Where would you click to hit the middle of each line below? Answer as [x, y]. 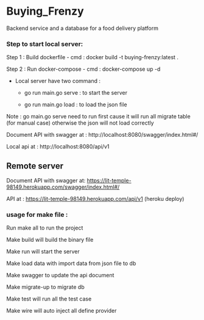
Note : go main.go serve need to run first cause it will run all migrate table [98, 117]
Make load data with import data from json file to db [71, 263]
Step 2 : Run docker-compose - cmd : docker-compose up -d [83, 69]
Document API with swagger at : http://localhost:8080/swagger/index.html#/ [102, 135]
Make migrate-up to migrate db [46, 287]
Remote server [35, 166]
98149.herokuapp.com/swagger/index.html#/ [63, 187]
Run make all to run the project [45, 228]
